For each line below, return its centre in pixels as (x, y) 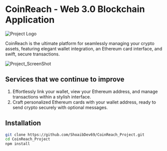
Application (30, 20)
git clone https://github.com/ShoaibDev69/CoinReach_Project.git (75, 134)
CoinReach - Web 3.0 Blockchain (75, 9)
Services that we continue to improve (65, 79)
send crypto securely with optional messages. (60, 107)
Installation (23, 123)
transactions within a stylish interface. (52, 96)
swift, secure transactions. (33, 54)
